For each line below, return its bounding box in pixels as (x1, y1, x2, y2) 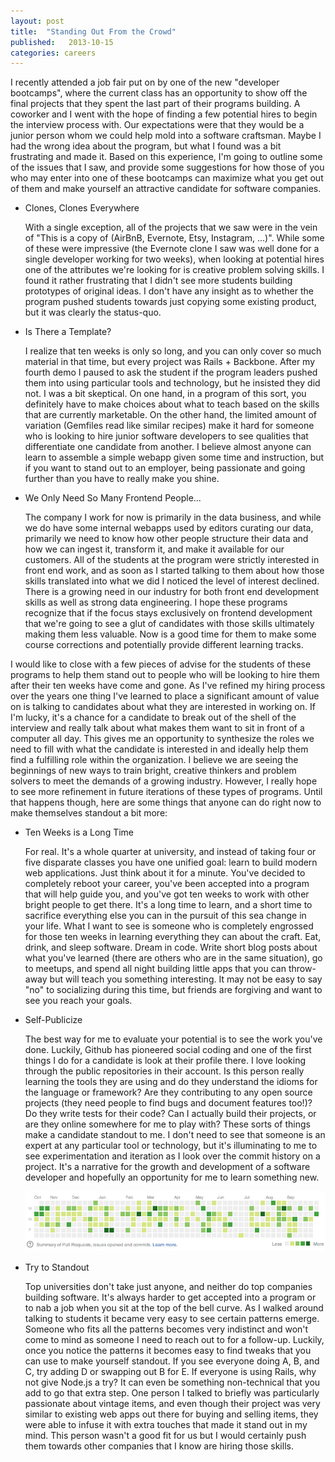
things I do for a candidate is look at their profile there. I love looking (24, 1055, 307, 1067)
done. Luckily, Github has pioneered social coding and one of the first (24, 1044, 312, 1056)
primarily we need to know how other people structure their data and (24, 533, 309, 545)
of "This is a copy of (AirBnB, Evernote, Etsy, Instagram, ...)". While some (24, 232, 325, 244)
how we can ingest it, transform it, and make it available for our (24, 543, 285, 555)
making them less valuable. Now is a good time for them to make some (24, 628, 317, 640)
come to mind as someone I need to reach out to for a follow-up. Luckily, (24, 1334, 325, 1346)
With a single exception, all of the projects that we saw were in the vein (24, 221, 318, 234)
